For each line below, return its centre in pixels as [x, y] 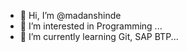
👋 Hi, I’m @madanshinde [70, 15]
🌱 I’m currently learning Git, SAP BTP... [99, 36]
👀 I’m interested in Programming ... [91, 26]
